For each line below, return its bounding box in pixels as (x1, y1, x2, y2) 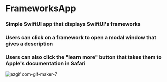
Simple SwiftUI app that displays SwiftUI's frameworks (5, 21, 141, 28)
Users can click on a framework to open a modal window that (5, 34, 157, 41)
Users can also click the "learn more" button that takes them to (5, 53, 162, 60)
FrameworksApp (5, 3, 76, 14)
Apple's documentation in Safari (5, 60, 86, 67)
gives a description (5, 40, 53, 47)
